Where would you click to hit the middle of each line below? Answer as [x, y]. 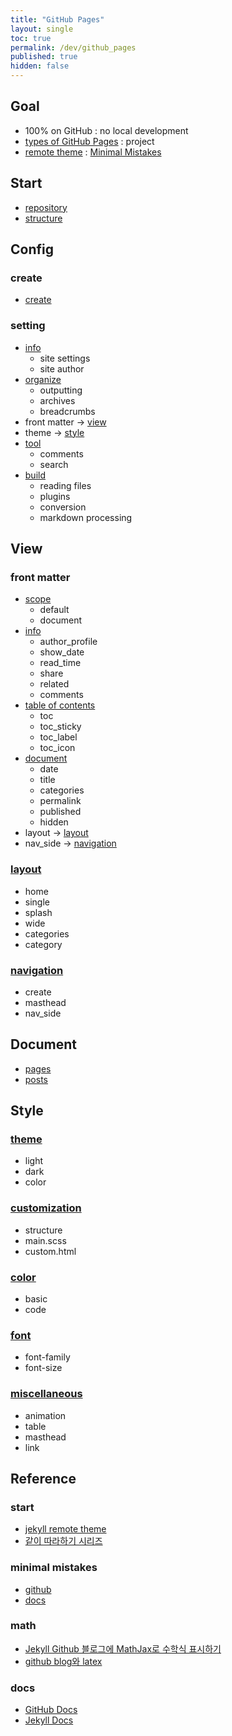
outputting [61, 390]
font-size [43, 1368]
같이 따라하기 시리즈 [63, 1541]
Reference [43, 1478]
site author [62, 368]
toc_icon [57, 748]
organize [43, 379]
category [43, 944]
